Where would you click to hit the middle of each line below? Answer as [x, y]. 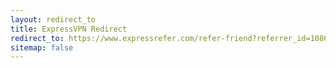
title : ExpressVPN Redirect [69, 29]
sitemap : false [42, 47]
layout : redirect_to [53, 19]
